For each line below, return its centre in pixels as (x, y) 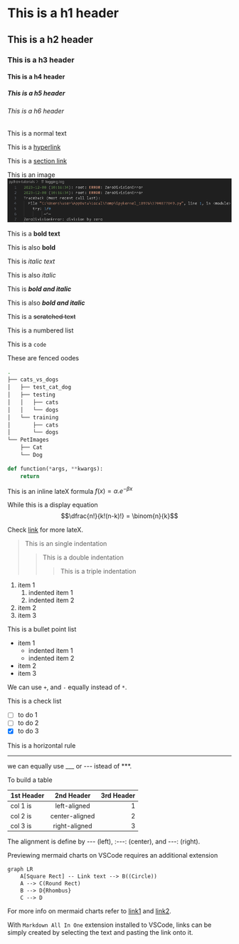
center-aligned (73, 816)
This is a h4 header (36, 77)
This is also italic (32, 275)
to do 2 (28, 723)
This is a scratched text (42, 317)
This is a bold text (34, 234)
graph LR (20, 869)
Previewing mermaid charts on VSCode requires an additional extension (113, 856)
